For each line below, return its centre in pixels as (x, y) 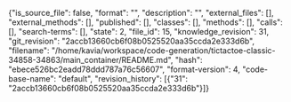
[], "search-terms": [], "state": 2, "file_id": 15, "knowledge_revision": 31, (139, 31)
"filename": (29, 51)
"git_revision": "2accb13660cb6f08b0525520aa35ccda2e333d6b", (132, 41)
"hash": (189, 60)
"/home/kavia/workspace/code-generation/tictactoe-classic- (163, 51)
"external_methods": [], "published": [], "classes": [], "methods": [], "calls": (146, 22)
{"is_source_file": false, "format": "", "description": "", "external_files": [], (141, 13)
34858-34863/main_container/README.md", (91, 60)
